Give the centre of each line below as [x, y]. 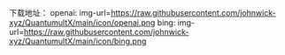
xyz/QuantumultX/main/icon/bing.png [78, 41]
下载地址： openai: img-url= [60, 13]
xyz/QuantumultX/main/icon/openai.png [82, 23]
